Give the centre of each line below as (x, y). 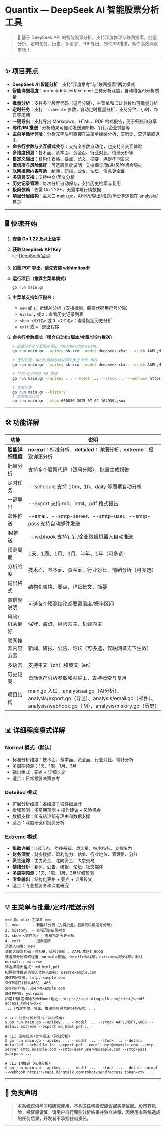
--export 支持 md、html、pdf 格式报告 (73, 503)
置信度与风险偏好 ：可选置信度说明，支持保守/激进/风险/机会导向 (77, 165)
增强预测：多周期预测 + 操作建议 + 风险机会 (57, 810)
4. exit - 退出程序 (28, 941)
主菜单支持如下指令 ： (34, 297)
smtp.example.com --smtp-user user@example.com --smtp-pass (84, 1049)
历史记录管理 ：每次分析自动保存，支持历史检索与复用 (66, 183)
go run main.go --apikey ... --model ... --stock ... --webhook (80, 378)
